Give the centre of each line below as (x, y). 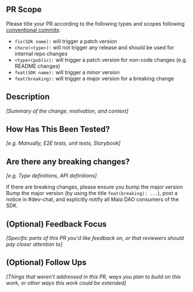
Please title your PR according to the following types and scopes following (95, 23)
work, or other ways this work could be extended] (66, 283)
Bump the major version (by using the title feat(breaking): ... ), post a (92, 193)
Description (28, 97)
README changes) (37, 66)
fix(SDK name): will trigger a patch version (66, 41)
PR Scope (24, 10)
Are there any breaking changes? (68, 161)
